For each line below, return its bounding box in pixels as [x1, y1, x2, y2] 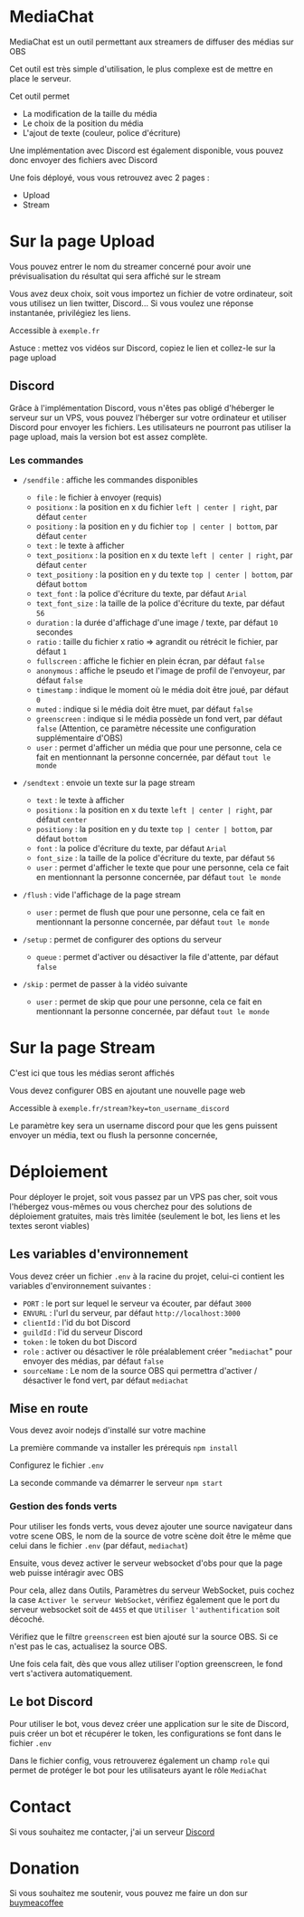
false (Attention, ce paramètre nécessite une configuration [35, 723, 256, 733]
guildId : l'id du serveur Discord [22, 1327, 143, 1337]
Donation [9, 1858, 80, 1878]
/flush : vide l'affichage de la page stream [22, 889, 181, 900]
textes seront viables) [9, 1220, 90, 1231]
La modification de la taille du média [22, 108, 157, 119]
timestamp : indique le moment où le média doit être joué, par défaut [35, 684, 290, 695]
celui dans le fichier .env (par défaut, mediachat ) [9, 1539, 188, 1550]
